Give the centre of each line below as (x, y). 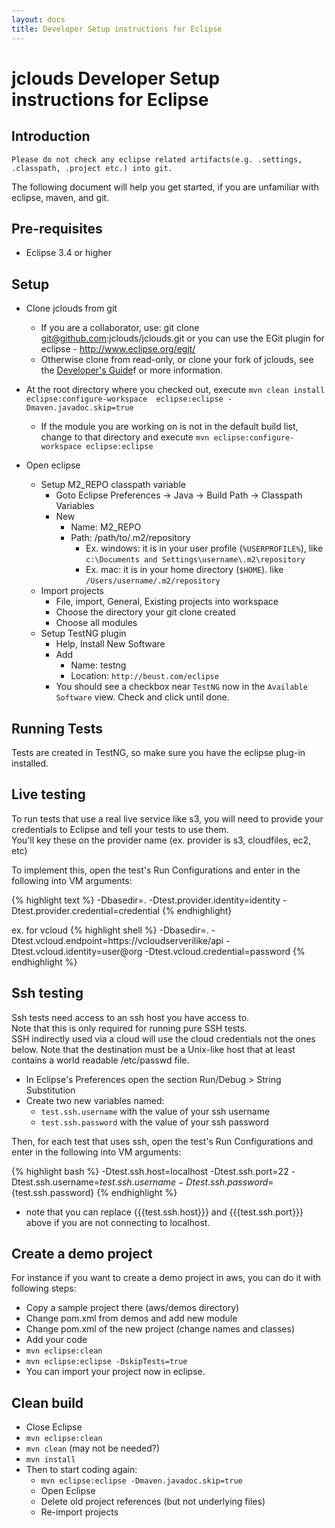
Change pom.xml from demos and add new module (131, 1318)
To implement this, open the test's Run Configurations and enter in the (156, 870)
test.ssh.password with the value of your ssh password (154, 1122)
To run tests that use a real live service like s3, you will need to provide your (167, 818)
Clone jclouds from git (71, 308)
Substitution (50, 1090)
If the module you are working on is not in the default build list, (169, 427)
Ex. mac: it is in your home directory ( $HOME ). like (184, 570)
